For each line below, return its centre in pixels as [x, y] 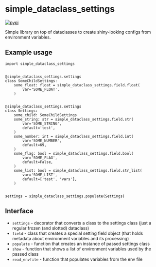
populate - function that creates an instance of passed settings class [81, 244]
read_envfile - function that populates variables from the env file [77, 259]
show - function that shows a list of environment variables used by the [82, 249]
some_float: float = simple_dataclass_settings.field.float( [77, 85]
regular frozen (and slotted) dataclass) [51, 228]
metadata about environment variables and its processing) [70, 238]
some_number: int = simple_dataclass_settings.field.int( [74, 136]
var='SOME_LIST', [40, 175]
